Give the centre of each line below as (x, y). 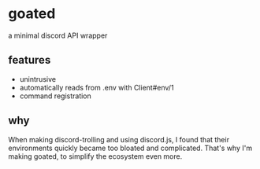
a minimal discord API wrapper (58, 35)
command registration (56, 96)
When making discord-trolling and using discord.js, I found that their (119, 139)
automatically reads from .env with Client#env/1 (97, 87)
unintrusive (38, 79)
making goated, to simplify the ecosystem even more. (95, 156)
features (30, 60)
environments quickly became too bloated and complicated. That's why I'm (130, 148)
